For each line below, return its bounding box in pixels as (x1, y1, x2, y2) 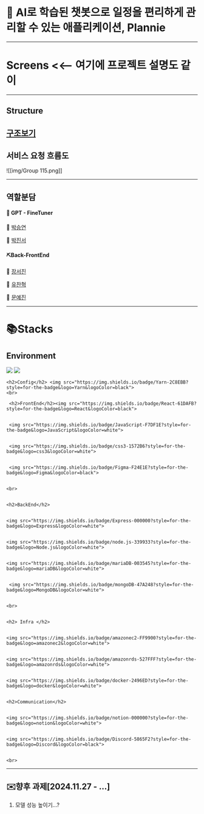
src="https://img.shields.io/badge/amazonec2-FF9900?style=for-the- (19, 635, 197, 641)
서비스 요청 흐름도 (6, 150, 69, 161)
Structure (6, 106, 44, 116)
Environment (6, 351, 56, 361)
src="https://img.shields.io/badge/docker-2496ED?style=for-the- (19, 678, 189, 684)
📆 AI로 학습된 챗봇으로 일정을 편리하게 (6, 5, 184, 19)
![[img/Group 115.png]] (6, 167, 63, 174)
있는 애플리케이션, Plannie (40, 21, 166, 35)
